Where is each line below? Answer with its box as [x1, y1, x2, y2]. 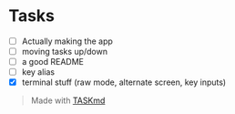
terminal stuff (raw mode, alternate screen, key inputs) [21, 77, 227, 88]
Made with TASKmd [30, 95, 106, 106]
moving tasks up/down [21, 47, 108, 57]
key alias [21, 67, 56, 78]
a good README [21, 57, 84, 67]
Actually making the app [21, 36, 113, 47]
